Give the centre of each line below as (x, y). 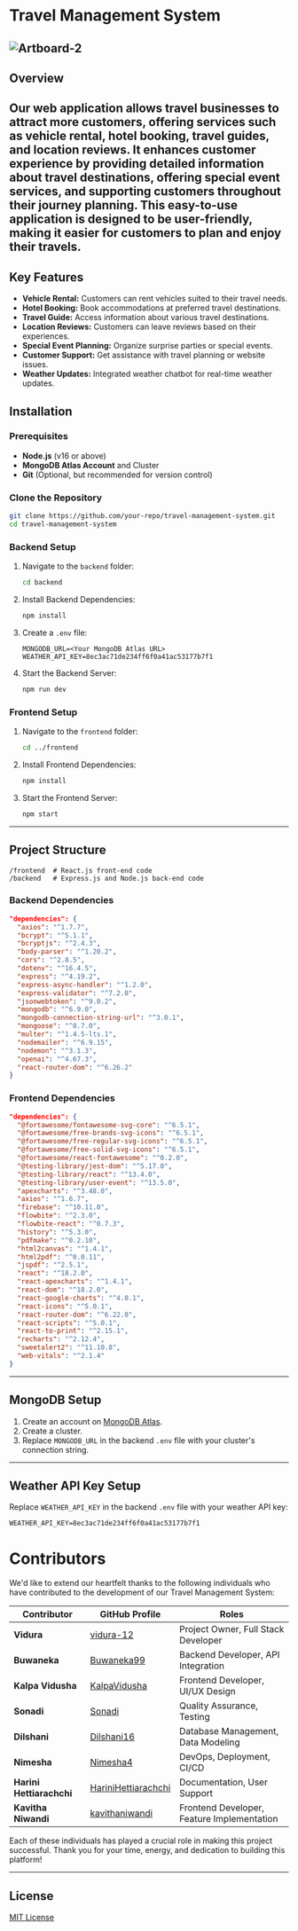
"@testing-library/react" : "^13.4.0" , (89, 1174)
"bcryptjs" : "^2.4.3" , (59, 944)
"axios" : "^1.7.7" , (53, 927)
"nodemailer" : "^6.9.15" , (65, 1042)
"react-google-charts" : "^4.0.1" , (81, 1298)
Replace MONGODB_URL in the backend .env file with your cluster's (138, 1440)
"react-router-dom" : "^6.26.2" (75, 1067)
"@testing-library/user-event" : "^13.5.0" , (98, 1182)
